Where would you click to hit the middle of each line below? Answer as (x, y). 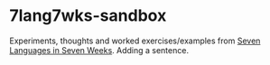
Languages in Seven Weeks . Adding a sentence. (99, 50)
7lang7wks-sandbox (88, 16)
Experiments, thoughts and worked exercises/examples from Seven (135, 41)
